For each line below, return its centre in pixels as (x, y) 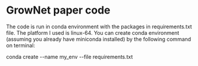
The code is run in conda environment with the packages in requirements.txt (99, 27)
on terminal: (21, 45)
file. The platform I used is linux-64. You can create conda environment (92, 32)
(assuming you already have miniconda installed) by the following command (99, 39)
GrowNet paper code (58, 10)
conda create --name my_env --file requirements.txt (69, 57)
